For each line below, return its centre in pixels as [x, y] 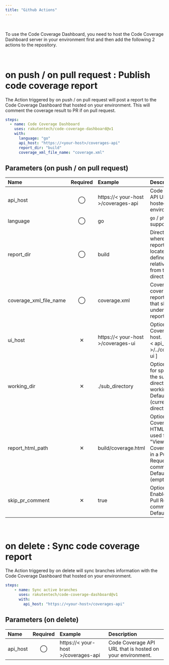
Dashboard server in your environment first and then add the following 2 [80, 39]
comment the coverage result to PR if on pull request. [61, 110]
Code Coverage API [132, 642]
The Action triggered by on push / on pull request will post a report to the [81, 99]
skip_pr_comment [29, 501]
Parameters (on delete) [42, 620]
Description [123, 634]
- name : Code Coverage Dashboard [45, 124]
